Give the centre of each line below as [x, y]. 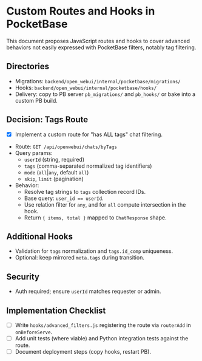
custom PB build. [36, 100]
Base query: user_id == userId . [64, 198]
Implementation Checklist [56, 310]
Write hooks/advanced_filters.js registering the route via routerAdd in [103, 325]
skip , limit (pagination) [54, 179]
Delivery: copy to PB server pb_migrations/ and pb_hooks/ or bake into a [105, 94]
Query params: [34, 153]
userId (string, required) [54, 159]
